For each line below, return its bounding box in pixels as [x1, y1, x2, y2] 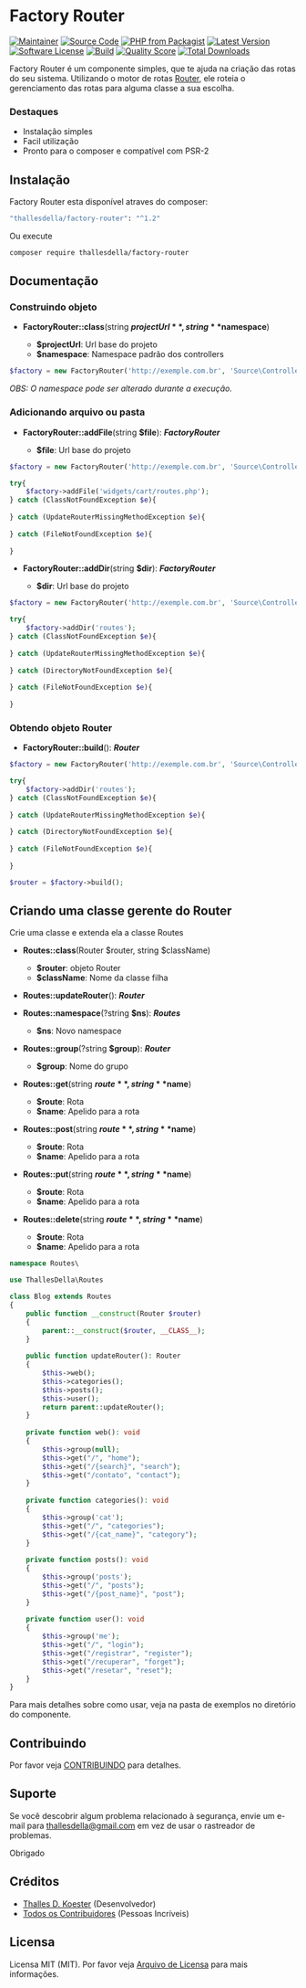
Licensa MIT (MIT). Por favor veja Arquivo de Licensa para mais [9, 1959, 249, 1970]
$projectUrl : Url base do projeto [36, 339, 158, 350]
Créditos [9, 1874, 60, 1889]
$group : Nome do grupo [36, 1061, 129, 1072]
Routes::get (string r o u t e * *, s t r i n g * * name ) [22, 1079, 192, 1090]
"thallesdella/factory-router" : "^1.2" [9, 214, 161, 224]
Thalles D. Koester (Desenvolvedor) [22, 1898, 157, 1909]
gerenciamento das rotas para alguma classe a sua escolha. [9, 82, 235, 93]
